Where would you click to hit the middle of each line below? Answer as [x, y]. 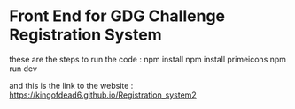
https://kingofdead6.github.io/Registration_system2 [103, 95]
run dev [23, 69]
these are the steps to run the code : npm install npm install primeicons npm [147, 59]
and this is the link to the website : [71, 85]
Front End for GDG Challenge [117, 16]
